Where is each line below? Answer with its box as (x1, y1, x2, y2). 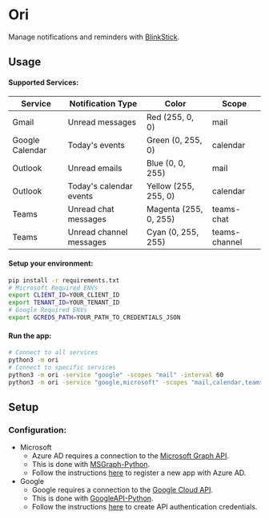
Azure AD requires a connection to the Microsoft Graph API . (31, 451, 230, 461)
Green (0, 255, (147, 134, 203, 146)
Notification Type (69, 98, 138, 109)
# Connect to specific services (8, 363, 116, 371)
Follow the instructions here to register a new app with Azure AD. (31, 468, 247, 477)
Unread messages (67, 116, 137, 127)
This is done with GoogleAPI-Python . (31, 493, 154, 503)
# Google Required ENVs (8, 306, 88, 314)
